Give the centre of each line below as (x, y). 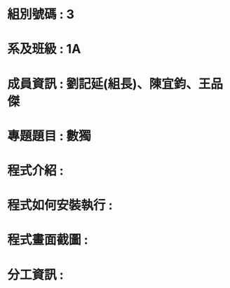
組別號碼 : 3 (41, 14)
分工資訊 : (35, 275)
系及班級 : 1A (44, 49)
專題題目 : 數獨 (49, 136)
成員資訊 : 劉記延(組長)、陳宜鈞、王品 (115, 84)
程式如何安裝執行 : (60, 206)
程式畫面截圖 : (48, 240)
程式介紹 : (35, 171)
